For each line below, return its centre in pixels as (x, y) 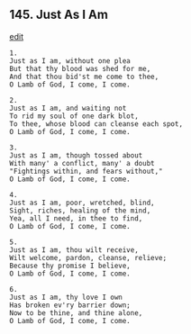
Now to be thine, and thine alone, (76, 313)
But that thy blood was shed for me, (80, 68)
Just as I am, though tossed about (76, 155)
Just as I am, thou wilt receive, (74, 250)
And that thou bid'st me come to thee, (84, 77)
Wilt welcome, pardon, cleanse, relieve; (88, 257)
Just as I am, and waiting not (68, 108)
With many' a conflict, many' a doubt (82, 163)
